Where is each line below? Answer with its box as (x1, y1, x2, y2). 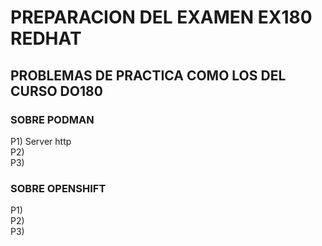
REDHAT (10, 27, 82, 50)
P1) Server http (10, 135, 72, 147)
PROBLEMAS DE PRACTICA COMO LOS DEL (10, 67, 287, 84)
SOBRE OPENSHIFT (10, 181, 107, 195)
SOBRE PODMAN (10, 112, 95, 126)
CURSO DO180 (10, 82, 103, 100)
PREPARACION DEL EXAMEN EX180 (10, 6, 313, 29)
